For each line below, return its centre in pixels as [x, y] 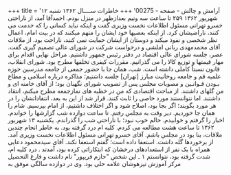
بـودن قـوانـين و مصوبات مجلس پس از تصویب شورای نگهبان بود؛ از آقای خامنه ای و [114, 83]
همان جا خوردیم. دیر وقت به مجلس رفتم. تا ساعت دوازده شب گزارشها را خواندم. [111, 113]
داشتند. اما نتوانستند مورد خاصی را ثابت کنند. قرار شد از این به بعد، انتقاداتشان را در [114, 98]
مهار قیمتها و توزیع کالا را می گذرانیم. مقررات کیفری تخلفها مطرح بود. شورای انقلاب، [116, 61]
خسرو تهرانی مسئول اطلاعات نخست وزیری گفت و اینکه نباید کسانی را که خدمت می [115, 25]
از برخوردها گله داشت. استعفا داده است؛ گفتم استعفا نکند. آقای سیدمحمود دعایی [111, 142]
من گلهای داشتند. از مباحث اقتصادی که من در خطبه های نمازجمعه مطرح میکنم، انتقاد [116, 91]
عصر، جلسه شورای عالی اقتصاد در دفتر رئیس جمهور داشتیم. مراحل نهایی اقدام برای [115, 54]
